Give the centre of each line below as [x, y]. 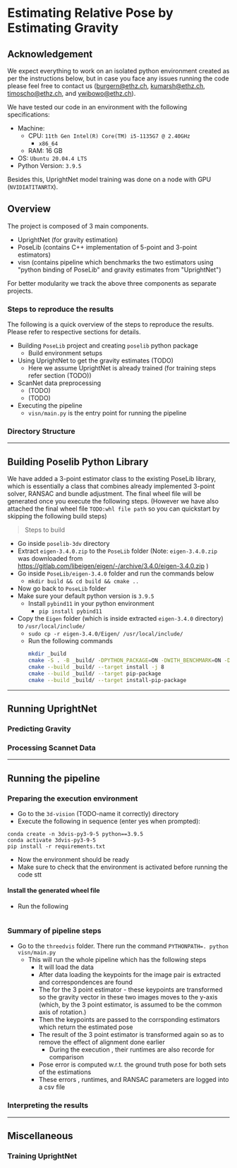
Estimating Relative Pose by [91, 13]
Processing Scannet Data [52, 748]
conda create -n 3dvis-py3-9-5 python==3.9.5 [75, 834]
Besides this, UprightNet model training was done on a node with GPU [109, 179]
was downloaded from [50, 559]
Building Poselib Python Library [78, 462]
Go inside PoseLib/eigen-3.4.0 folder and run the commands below [116, 573]
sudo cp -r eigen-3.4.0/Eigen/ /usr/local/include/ [105, 634]
